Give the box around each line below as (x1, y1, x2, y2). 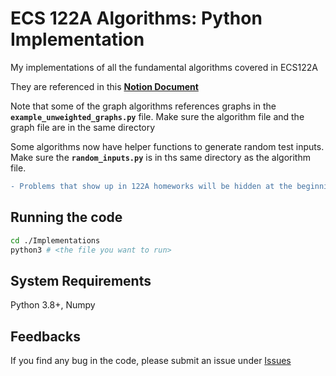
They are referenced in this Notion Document (10, 80, 199, 92)
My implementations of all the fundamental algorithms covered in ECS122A (10, 61, 318, 73)
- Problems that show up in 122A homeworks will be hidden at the (10, 181, 293, 191)
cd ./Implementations (10, 235, 101, 246)
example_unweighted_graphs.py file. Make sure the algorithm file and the (10, 110, 305, 122)
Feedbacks (10, 328, 81, 345)
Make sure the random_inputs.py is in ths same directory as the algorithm (10, 151, 311, 163)
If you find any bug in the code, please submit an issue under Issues (10, 355, 292, 366)
